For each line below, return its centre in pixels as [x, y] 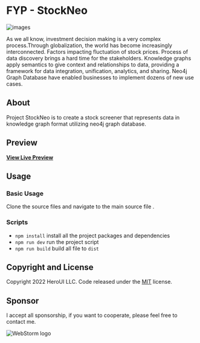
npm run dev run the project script [57, 242]
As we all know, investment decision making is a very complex [84, 39]
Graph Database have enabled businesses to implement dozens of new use [100, 77]
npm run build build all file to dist [57, 248]
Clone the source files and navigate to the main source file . [80, 207]
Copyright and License [50, 267]
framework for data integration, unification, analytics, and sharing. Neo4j [97, 71]
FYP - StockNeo [47, 11]
